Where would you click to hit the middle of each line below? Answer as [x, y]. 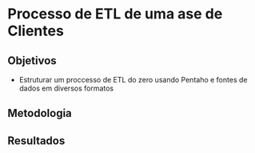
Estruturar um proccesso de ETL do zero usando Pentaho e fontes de [133, 80]
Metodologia [40, 113]
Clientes [36, 31]
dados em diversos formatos [66, 88]
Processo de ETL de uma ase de [115, 14]
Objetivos [32, 60]
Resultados [36, 141]
